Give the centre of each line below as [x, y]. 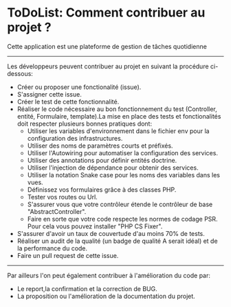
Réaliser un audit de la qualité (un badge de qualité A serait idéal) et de [117, 241]
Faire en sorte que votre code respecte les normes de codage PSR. [122, 219]
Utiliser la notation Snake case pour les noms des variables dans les [123, 175]
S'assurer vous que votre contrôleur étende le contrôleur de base [120, 204]
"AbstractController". [57, 211]
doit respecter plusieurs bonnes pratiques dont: [85, 123]
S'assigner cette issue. [49, 94]
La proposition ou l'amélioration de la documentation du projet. [106, 296]
